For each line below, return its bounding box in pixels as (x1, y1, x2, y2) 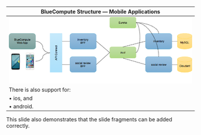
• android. (8, 102, 34, 110)
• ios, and (8, 95, 33, 102)
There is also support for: (8, 86, 71, 93)
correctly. (6, 123, 30, 130)
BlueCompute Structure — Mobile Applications (41, 8, 160, 15)
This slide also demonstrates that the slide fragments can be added (6, 116, 172, 123)
